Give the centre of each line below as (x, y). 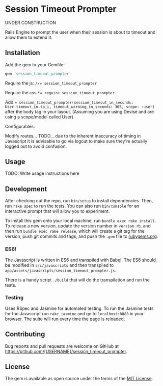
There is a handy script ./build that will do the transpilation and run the (77, 280)
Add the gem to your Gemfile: (35, 64)
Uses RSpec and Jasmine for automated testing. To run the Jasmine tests (79, 308)
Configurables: (20, 126)
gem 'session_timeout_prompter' (38, 74)
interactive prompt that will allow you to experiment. (57, 211)
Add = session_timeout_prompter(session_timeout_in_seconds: (69, 102)
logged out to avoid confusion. (36, 146)
